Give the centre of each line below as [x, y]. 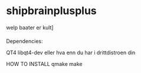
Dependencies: [24, 41]
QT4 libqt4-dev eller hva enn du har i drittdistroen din [71, 52]
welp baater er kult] [30, 27]
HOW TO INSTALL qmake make [44, 64]
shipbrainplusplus [51, 11]
